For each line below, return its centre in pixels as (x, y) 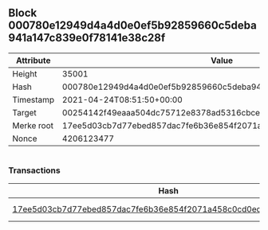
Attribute (33, 60)
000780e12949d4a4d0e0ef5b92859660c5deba (132, 26)
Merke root (33, 125)
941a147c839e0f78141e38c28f (87, 38)
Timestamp (33, 99)
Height (25, 73)
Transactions (35, 170)
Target (25, 112)
